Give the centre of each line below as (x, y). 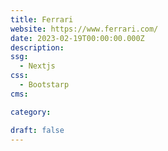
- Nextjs (37, 66)
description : (37, 47)
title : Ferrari (42, 19)
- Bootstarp (44, 85)
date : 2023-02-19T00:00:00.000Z (77, 38)
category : (31, 112)
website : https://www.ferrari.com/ (84, 29)
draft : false (37, 130)
